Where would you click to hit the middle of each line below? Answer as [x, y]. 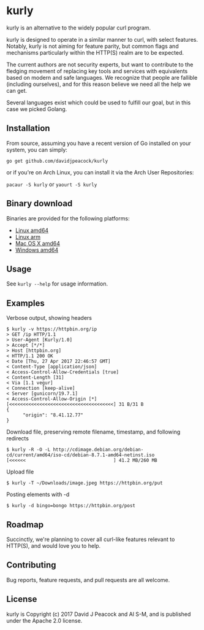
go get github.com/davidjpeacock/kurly [57, 161]
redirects [18, 438]
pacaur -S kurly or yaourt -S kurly [52, 184]
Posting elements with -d [38, 494]
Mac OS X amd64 [37, 243]
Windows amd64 [37, 250]
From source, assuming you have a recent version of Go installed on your [99, 143]
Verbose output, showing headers [49, 318]
